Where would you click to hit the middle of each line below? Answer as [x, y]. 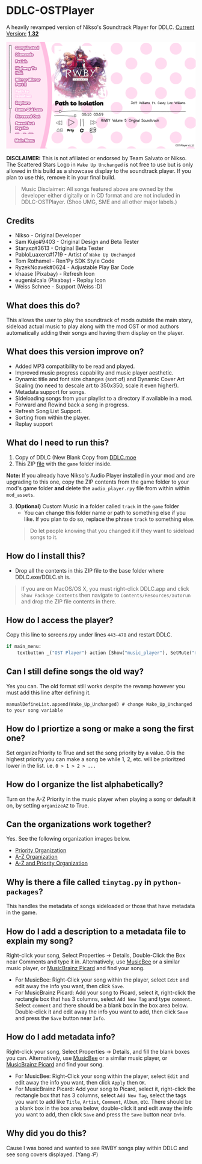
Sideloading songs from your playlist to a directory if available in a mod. [104, 398]
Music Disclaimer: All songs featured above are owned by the [97, 189]
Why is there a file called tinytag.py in [79, 882]
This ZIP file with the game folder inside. [63, 464]
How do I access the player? [60, 620]
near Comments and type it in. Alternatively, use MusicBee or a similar [93, 962]
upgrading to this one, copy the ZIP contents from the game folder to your [98, 482]
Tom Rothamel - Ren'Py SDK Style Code [65, 261]
